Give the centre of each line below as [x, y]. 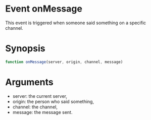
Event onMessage [44, 9]
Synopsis [25, 49]
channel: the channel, [35, 107]
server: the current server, [40, 96]
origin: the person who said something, [53, 101]
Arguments [30, 82]
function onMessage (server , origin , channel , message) [64, 62]
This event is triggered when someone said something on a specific [76, 23]
